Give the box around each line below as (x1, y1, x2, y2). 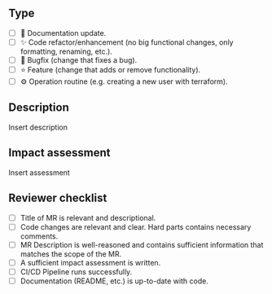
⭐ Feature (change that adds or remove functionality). (20, 65, 201, 74)
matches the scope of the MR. (20, 248, 122, 259)
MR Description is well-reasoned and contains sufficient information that (20, 239, 264, 249)
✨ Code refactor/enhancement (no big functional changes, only (20, 37, 234, 47)
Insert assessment (8, 167, 71, 178)
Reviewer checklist (8, 191, 107, 205)
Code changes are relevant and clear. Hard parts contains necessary (20, 222, 252, 231)
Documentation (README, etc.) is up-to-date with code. (20, 276, 209, 286)
